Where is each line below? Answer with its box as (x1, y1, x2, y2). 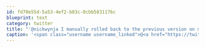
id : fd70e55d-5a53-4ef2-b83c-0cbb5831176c (6, 9, 116, 15)
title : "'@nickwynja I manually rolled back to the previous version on (6, 26, 195, 32)
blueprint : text (6, 15, 48, 21)
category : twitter (6, 20, 53, 26)
